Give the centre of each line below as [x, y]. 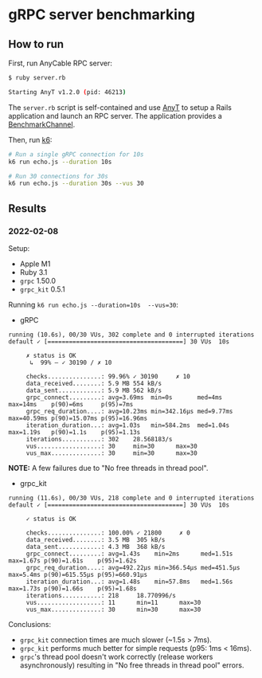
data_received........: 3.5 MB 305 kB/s [96, 539]
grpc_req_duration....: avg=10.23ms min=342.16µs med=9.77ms [129, 411]
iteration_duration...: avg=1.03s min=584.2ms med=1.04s [127, 425]
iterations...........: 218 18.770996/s [101, 595]
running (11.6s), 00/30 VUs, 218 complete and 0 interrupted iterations [131, 498]
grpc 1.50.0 [38, 280]
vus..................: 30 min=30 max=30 [111, 446]
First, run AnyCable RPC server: [61, 63]
